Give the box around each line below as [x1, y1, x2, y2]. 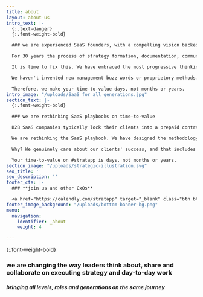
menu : [6, 207, 20, 213]
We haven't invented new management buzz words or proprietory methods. [11, 75, 199, 81]
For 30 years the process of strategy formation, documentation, [11, 53, 180, 59]
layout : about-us [6, 14, 50, 21]
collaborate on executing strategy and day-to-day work [6, 269, 172, 277]
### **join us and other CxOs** [11, 185, 94, 191]
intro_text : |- [6, 20, 45, 26]
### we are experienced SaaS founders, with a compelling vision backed [11, 42, 199, 48]
